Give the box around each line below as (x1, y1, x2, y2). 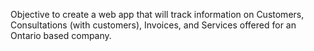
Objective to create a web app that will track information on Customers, (10, 9, 305, 20)
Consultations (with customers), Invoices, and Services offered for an (10, 19, 297, 31)
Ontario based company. (10, 30, 112, 41)
